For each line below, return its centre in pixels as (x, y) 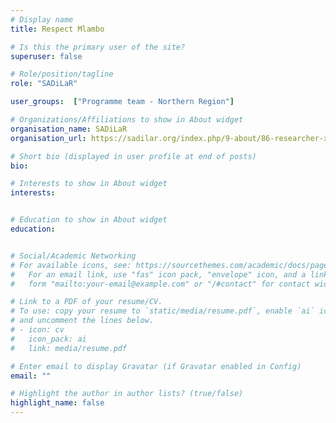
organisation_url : (48, 138)
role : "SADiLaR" (44, 84)
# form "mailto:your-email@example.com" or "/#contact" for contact (160, 284)
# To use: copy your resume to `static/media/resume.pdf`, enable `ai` (162, 311)
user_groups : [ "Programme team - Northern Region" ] (122, 102)
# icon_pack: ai (48, 339)
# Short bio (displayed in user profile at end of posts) (133, 156)
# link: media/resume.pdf (69, 348)
